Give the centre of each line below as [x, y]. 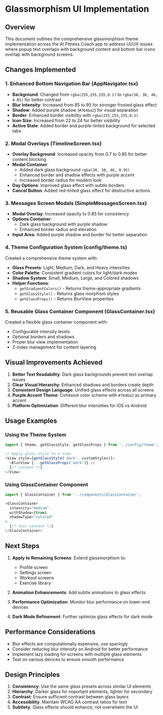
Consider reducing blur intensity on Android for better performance [80, 649]
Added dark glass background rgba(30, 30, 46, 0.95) [75, 169]
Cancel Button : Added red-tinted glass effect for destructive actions [81, 190]
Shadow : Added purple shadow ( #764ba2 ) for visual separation [75, 110]
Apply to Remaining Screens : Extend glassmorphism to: [69, 558]
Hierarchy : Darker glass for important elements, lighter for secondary [82, 692]
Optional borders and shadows [43, 337]
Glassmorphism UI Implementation [77, 9]
